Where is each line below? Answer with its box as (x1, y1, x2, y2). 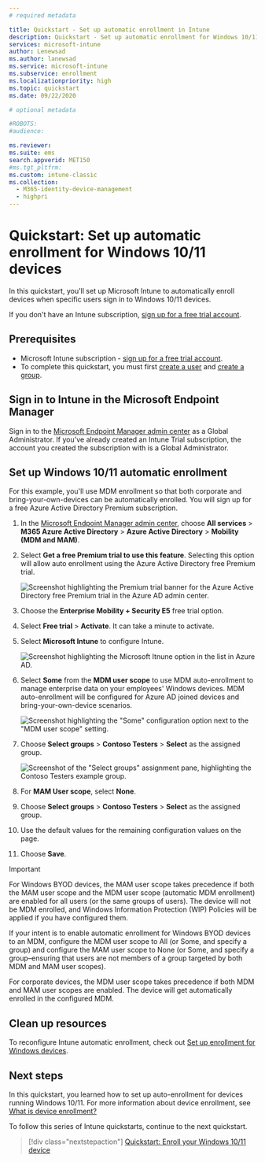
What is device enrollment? (9, 1107, 98, 1116)
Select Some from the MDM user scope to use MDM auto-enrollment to (20, 675, 254, 685)
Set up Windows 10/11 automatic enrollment (9, 465, 227, 479)
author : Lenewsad (9, 48, 66, 56)
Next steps (9, 1068, 64, 1082)
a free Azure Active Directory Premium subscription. (9, 503, 179, 513)
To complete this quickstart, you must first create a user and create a (20, 361, 245, 371)
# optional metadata (9, 105, 77, 114)
